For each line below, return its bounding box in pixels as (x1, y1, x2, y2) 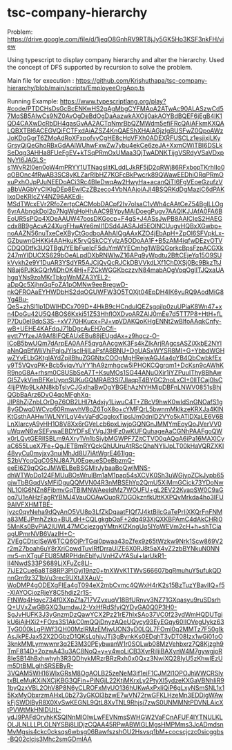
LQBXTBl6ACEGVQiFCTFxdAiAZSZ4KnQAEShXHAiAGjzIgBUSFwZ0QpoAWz (7, 126, 224, 135)
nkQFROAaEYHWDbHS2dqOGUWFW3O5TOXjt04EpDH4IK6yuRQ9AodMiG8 (7, 288, 224, 296)
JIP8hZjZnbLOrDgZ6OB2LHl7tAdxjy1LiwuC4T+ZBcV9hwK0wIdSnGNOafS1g (7, 397, 223, 406)
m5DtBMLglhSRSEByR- (7, 661, 74, 670)
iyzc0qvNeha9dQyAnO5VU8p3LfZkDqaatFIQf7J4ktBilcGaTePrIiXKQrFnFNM (7, 507, 223, 515)
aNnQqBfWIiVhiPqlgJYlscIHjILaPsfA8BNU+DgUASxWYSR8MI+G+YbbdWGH (7, 346, 225, 355)
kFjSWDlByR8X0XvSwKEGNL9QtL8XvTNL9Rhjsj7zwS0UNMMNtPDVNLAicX (7, 698, 224, 707)
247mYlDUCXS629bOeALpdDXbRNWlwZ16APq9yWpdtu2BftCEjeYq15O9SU (7, 250, 222, 259)
